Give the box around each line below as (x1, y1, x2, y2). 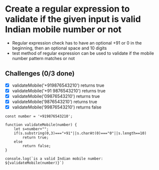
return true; (22, 135, 49, 140)
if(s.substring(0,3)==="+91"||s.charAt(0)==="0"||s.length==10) (14, 131, 147, 136)
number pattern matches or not (12, 55, 75, 61)
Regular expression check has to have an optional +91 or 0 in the (12, 40, 142, 46)
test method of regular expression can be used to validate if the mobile (12, 50, 154, 56)
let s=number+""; (14, 127, 49, 132)
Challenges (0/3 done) (5, 69, 75, 78)
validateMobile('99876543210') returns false (12, 104, 102, 110)
